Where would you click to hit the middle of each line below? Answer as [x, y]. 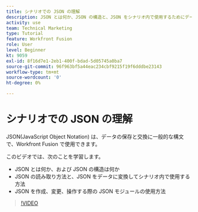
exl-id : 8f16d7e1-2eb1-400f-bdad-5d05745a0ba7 [64, 61]
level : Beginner [26, 50]
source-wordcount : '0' [34, 77]
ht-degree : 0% [24, 83]
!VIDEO [29, 203]
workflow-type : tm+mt [33, 72]
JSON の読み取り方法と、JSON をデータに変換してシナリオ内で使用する [102, 176]
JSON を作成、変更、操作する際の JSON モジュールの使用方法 [90, 191]
